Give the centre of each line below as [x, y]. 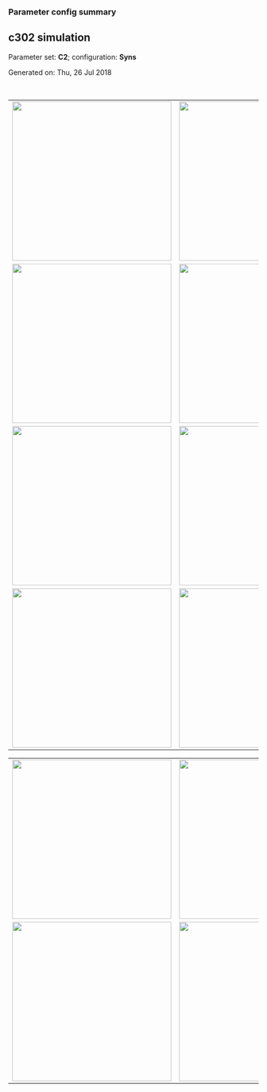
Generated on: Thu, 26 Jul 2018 [60, 72]
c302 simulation [50, 38]
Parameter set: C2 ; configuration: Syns [72, 57]
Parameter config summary [62, 12]
